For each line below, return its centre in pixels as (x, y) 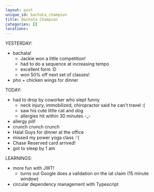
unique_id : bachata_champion (36, 15)
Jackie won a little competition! (53, 58)
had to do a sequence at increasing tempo (65, 64)
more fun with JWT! (33, 168)
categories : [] (21, 24)
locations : (17, 29)
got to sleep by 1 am (34, 148)
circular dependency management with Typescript (66, 184)
